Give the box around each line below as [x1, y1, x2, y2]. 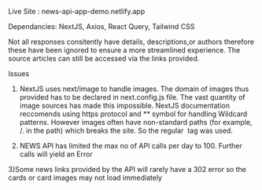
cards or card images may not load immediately [8, 173, 163, 182]
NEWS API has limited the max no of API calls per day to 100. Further [19, 141, 242, 150]
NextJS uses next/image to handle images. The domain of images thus [19, 84, 249, 93]
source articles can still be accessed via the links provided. [8, 54, 200, 63]
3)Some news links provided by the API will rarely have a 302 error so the [8, 165, 246, 174]
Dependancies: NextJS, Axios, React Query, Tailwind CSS [8, 22, 195, 31]
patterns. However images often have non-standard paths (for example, [19, 118, 253, 126]
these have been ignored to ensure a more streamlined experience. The [8, 46, 241, 54]
